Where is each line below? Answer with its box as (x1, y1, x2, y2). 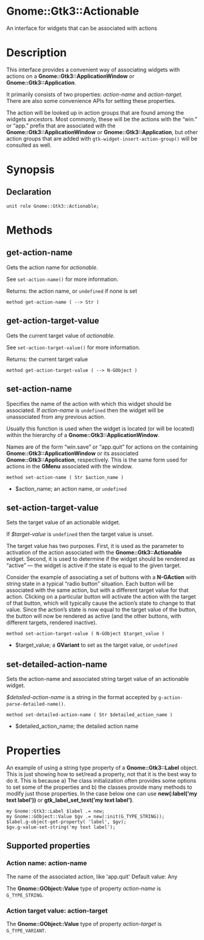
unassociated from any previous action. (6, 413, 105, 420)
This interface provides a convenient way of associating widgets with (6, 66, 180, 73)
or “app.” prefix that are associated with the (6, 122, 116, 129)
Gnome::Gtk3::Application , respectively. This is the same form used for (6, 456, 188, 463)
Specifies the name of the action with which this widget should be (6, 400, 172, 407)
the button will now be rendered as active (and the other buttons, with (6, 613, 181, 620)
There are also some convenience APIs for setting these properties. (6, 97, 176, 104)
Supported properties (6, 841, 90, 851)
